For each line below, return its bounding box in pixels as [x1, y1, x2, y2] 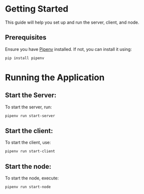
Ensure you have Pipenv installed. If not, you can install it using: [5, 46, 132, 52]
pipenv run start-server [5, 113, 55, 118]
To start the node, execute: [5, 175, 59, 181]
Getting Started [5, 3, 69, 15]
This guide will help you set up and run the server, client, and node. [5, 19, 140, 25]
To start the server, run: [5, 104, 52, 110]
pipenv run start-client [5, 149, 55, 154]
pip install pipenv [5, 56, 45, 60]
